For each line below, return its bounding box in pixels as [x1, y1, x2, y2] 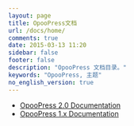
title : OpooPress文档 [8, 19, 78, 27]
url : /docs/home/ [8, 26, 66, 34]
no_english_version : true [8, 78, 94, 86]
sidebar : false [8, 49, 59, 57]
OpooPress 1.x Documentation [19, 108, 119, 118]
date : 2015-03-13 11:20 [8, 41, 87, 49]
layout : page [8, 11, 52, 20]
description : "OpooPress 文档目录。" [8, 64, 127, 72]
